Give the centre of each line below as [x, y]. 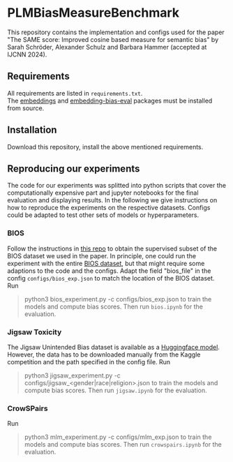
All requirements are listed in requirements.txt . [75, 93]
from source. [26, 108]
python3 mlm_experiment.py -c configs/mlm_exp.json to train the [118, 437]
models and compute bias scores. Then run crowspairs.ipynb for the [123, 445]
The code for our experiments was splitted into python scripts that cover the [117, 186]
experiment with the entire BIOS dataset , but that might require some [106, 263]
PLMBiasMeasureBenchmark [93, 13]
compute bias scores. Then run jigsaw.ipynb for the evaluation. [115, 390]
